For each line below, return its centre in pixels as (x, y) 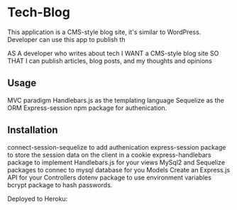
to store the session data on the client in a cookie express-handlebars (109, 155)
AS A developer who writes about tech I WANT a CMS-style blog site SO (113, 53)
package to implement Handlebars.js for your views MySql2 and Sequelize (116, 162)
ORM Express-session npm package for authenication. (87, 108)
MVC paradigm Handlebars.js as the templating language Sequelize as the (116, 100)
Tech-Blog (39, 12)
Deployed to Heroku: (38, 199)
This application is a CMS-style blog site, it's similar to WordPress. (104, 32)
